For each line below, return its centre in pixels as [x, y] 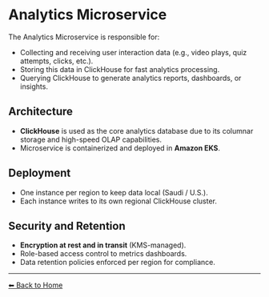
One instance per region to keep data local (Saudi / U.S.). [114, 192]
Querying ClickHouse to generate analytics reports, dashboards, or [130, 78]
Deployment [40, 173]
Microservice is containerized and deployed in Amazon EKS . [120, 148]
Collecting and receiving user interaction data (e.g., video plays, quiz [133, 52]
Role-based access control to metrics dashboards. [103, 254]
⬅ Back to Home [36, 285]
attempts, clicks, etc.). [56, 61]
